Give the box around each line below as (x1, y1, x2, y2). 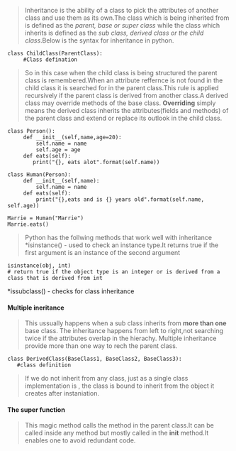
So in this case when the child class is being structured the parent (24, 69, 218, 77)
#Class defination (23, 56, 78, 63)
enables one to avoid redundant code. (24, 436, 136, 445)
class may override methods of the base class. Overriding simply (24, 99, 216, 107)
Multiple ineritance (7, 303, 64, 312)
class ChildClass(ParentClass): (7, 50, 103, 57)
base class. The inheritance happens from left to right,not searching (24, 327, 224, 335)
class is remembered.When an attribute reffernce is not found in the (24, 76, 223, 85)
